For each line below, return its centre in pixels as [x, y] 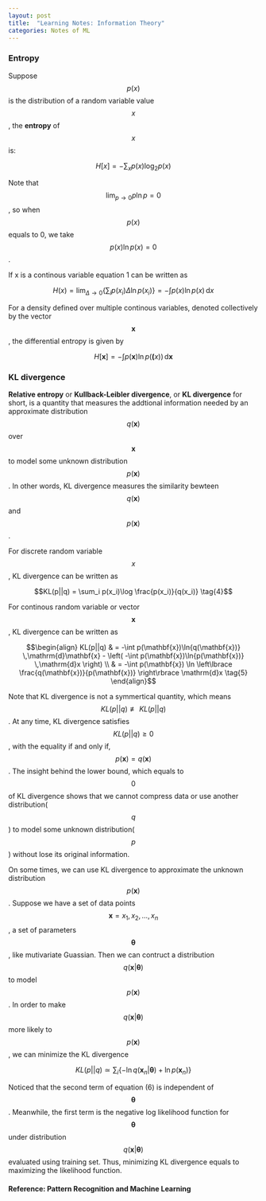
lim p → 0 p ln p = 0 [133, 196]
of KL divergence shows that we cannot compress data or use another [123, 796]
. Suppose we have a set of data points [72, 903]
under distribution [37, 1136]
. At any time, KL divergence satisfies [69, 722]
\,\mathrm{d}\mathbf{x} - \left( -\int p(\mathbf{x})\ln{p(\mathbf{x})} [133, 656]
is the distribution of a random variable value [81, 100]
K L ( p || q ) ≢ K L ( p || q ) [133, 709]
